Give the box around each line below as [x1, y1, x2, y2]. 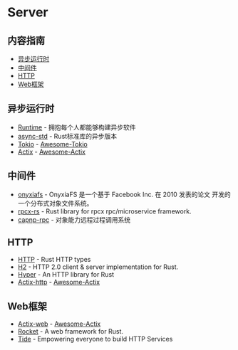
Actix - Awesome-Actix [17, 147, 86, 156]
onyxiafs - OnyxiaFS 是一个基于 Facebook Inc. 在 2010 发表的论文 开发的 [17, 190, 231, 198]
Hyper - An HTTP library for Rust [17, 270, 115, 279]
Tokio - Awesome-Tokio [17, 139, 88, 148]
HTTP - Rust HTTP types [17, 255, 91, 264]
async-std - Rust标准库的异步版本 [17, 132, 118, 140]
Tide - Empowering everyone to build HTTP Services [17, 335, 173, 344]
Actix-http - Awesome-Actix [17, 278, 100, 287]
